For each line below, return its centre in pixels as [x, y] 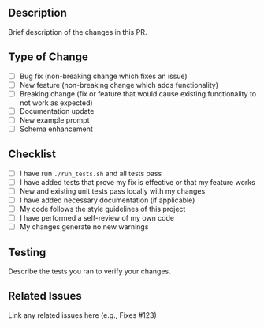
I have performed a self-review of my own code [97, 218]
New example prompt [54, 120]
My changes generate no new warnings [84, 227]
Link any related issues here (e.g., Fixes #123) [83, 315]
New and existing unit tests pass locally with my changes [112, 191]
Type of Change [48, 57]
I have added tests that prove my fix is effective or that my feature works [138, 182]
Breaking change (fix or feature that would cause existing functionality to [138, 93]
